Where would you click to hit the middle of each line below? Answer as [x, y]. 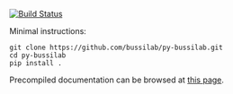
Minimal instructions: [48, 31]
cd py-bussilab [38, 56]
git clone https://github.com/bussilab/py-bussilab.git [116, 47]
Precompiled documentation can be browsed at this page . [117, 80]
